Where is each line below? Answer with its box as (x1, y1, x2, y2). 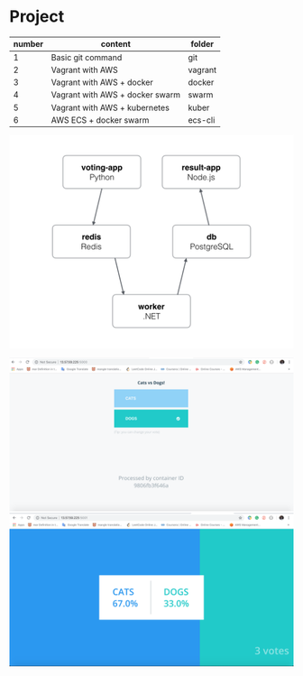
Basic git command (50, 51, 123, 62)
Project (9, 6, 65, 27)
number (13, 39, 44, 50)
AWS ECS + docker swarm (50, 115, 150, 125)
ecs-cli (188, 115, 216, 125)
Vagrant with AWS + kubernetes (50, 102, 170, 113)
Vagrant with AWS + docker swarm (50, 89, 180, 100)
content (100, 39, 131, 50)
